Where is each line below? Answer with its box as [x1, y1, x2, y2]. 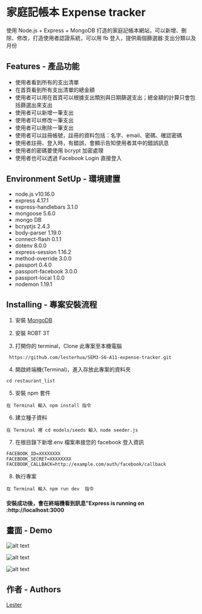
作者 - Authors [6, 584, 62, 595]
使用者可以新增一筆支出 [15, 108, 74, 116]
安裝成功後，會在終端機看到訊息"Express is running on [6, 499, 145, 507]
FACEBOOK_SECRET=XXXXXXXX [6, 456, 71, 462]
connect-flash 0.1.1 [15, 235, 62, 242]
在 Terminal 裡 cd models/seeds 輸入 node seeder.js [6, 427, 138, 433]
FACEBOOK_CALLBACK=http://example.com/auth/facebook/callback [6, 461, 166, 467]
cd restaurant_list [6, 378, 56, 384]
